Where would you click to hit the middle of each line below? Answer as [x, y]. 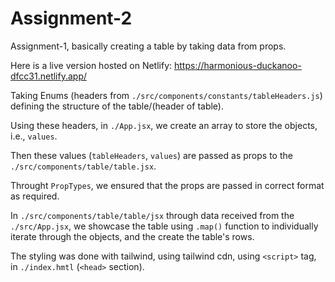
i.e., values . [34, 136]
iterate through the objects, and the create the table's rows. [132, 236]
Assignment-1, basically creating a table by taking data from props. [148, 46]
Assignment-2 [71, 18]
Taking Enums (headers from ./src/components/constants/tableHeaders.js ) [166, 95]
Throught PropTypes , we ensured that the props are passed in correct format [167, 185]
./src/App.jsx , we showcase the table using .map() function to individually [164, 226]
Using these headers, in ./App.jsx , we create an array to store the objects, [164, 125]
